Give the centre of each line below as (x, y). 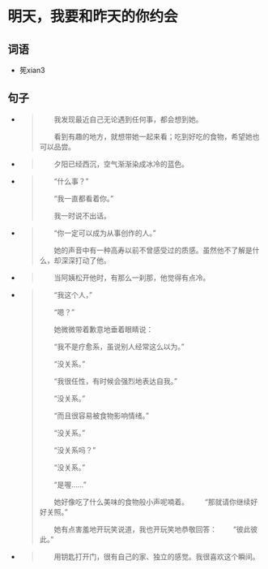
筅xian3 (32, 70)
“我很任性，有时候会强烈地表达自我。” (115, 381)
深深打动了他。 (86, 260)
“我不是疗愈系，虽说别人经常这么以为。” (119, 347)
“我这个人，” (73, 295)
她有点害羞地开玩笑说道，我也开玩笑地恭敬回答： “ (145, 529)
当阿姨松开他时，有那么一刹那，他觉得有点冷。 (132, 278)
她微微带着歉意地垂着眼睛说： (104, 329)
